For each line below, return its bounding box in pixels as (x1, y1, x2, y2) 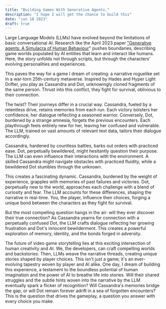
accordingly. (5, 133, 31, 139)
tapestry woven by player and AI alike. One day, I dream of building (23, 261, 161, 267)
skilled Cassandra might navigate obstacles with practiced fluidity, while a (5, 158, 156, 164)
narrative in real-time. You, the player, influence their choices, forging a (5, 195, 151, 201)
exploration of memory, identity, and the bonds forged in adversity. (5, 231, 142, 236)
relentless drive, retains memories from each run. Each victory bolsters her (5, 107, 158, 113)
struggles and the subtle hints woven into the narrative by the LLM (5, 277, 140, 283)
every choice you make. (5, 299, 54, 305)
